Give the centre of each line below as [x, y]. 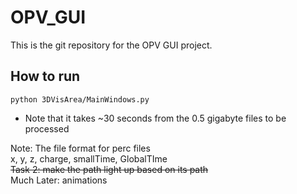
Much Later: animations [59, 180]
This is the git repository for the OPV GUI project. [111, 45]
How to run [45, 76]
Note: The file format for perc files [80, 148]
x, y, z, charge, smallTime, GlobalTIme [89, 158]
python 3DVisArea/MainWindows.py [80, 99]
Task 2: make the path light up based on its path [109, 169]
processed [47, 128]
